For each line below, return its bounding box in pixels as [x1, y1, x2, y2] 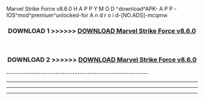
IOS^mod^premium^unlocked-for [6, 12, 89, 19]
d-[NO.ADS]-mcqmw [115, 12, 168, 19]
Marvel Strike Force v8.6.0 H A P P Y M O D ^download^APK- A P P [6, 5, 173, 12]
